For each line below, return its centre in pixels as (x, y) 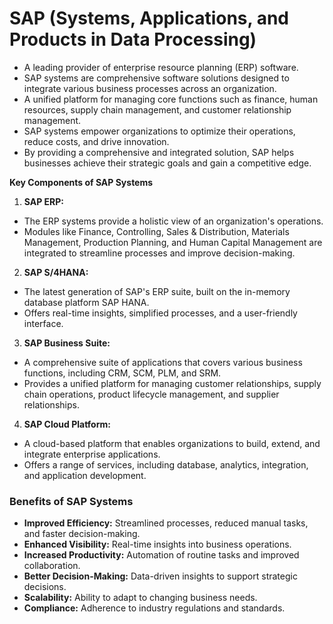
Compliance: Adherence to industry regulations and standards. (154, 608)
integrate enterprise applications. (92, 454)
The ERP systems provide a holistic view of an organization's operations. (173, 221)
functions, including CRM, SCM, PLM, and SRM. (122, 373)
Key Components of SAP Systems (81, 182)
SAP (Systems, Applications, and (149, 18)
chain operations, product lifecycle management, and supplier (151, 394)
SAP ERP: (44, 201)
